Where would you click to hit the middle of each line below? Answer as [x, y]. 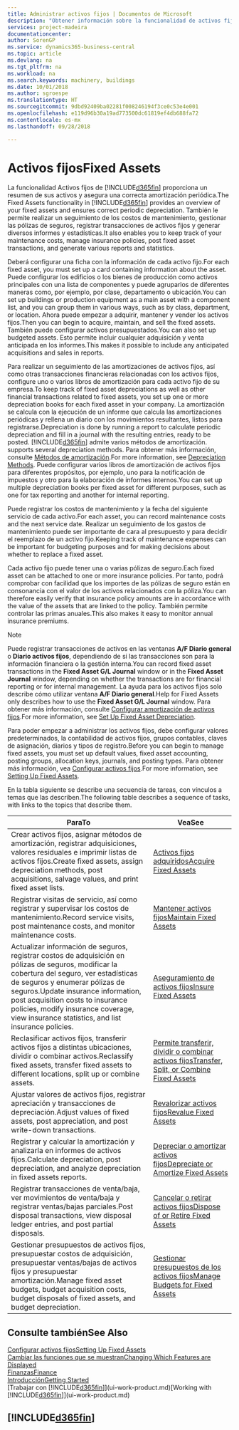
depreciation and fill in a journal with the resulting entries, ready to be [109, 434]
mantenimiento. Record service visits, [73, 917]
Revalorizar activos [185, 1103]
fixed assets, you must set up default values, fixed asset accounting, [108, 753]
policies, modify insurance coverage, [73, 1009]
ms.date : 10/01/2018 [38, 87]
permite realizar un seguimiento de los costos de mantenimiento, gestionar [117, 218]
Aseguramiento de [184, 978]
